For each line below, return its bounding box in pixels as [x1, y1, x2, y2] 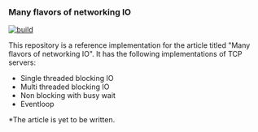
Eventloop [20, 100, 55, 109]
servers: [8, 57, 37, 67]
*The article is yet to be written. [8, 115, 116, 125]
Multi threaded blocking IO [20, 82, 110, 92]
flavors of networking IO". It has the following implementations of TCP [8, 49, 243, 59]
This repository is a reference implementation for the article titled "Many [8, 40, 251, 50]
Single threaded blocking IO [20, 74, 114, 83]
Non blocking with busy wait [20, 91, 116, 100]
